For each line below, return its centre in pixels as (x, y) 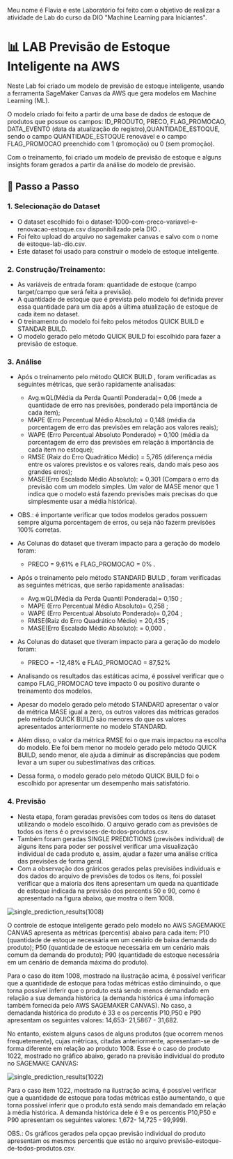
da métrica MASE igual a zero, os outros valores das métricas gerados (118, 712)
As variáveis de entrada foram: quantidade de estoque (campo (107, 284)
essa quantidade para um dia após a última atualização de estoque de (118, 307)
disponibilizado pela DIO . (124, 229)
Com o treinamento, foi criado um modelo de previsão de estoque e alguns (114, 157)
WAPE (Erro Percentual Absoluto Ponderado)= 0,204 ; (105, 613)
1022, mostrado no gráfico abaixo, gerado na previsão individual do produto (116, 1056)
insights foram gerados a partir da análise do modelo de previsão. (102, 164)
